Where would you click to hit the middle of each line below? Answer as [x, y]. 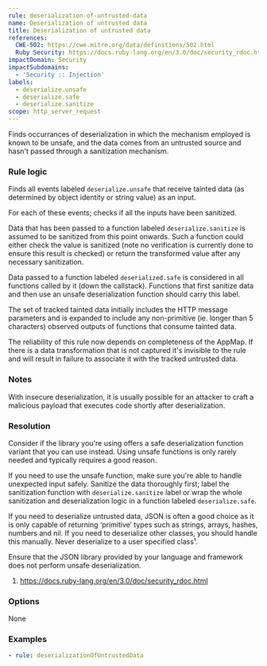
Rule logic [28, 172]
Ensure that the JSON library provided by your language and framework [126, 556]
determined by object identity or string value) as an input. [102, 197]
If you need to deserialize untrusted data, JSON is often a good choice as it [131, 516]
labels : [21, 82]
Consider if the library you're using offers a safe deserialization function [126, 443]
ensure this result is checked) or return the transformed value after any [124, 254]
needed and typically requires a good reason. [83, 460]
